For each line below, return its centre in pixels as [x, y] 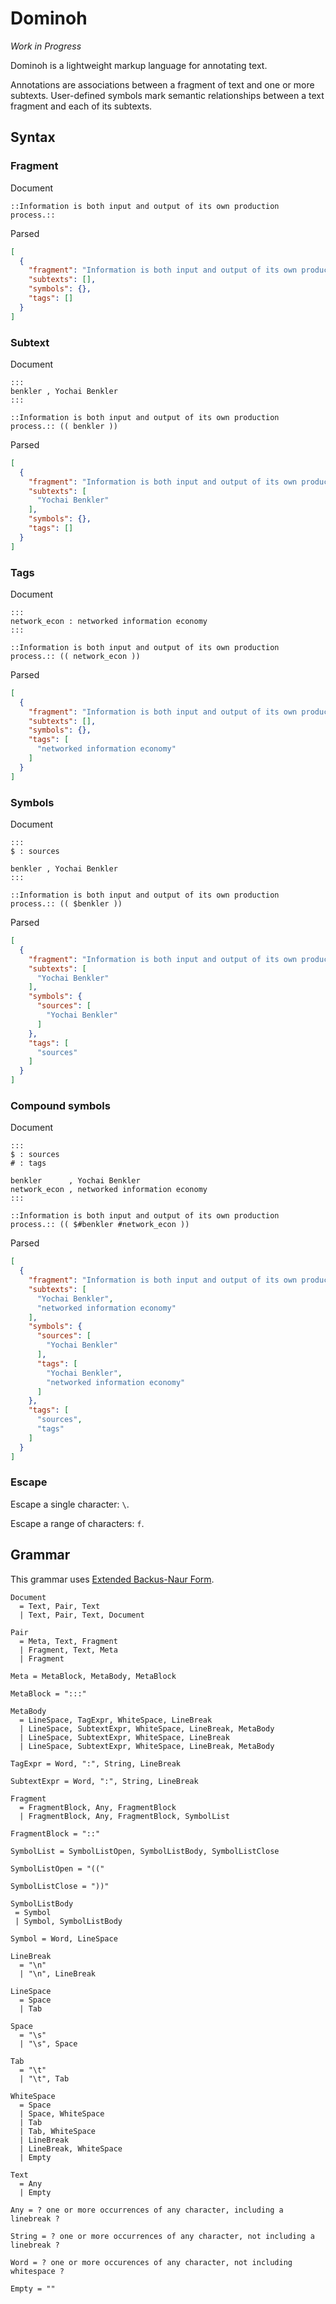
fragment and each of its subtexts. [81, 106]
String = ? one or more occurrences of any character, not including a [162, 2236]
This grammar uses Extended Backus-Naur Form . [112, 1579]
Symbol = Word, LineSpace [64, 1938]
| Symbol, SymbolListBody [68, 1921]
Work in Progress [46, 46]
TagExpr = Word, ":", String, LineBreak [96, 1763]
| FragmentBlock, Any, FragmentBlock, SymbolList [124, 1816]
